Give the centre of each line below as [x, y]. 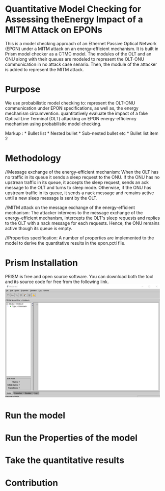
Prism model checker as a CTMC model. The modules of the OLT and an [78, 54]
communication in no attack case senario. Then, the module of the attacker [81, 64]
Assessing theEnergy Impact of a [74, 19]
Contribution [32, 483]
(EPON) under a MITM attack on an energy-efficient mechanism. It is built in [82, 49]
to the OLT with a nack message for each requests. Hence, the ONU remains [82, 223]
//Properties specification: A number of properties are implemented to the [80, 238]
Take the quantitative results [65, 460]
